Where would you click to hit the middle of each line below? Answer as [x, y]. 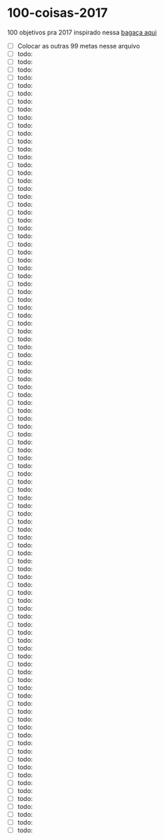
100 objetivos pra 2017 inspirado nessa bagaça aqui [82, 32]
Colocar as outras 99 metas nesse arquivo [78, 46]
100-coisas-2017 [58, 13]
